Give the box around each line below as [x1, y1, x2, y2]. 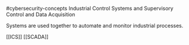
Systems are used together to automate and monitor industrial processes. [6, 22, 184, 29]
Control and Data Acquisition [6, 11, 75, 18]
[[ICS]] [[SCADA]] [6, 33, 49, 40]
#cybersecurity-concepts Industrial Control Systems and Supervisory [6, 5, 174, 12]
